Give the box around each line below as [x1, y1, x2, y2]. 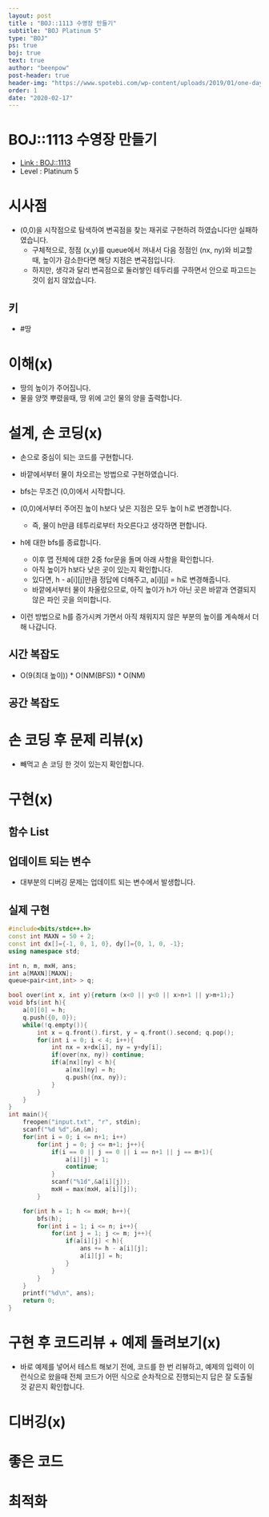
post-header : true [8, 71, 70, 79]
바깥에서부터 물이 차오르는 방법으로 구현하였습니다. [19, 469, 179, 478]
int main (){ [8, 1111, 48, 1119]
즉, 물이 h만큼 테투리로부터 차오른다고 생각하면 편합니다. [31, 520, 207, 530]
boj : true [8, 49, 42, 57]
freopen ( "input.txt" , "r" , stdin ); [22, 1118, 142, 1126]
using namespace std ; [8, 947, 81, 955]
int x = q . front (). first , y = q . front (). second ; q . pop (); [37, 1028, 235, 1036]
